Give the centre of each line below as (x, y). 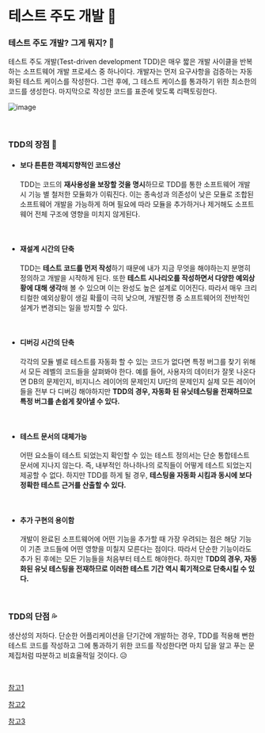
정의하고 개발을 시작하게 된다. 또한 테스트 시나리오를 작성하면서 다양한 (127, 277)
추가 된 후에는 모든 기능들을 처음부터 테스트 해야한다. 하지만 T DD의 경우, (131, 559)
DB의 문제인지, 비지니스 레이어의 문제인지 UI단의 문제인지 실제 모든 (131, 382)
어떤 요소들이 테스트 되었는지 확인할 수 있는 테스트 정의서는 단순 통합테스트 (135, 456)
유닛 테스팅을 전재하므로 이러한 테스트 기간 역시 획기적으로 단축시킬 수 (140, 569)
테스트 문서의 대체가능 (53, 436)
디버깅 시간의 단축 (47, 342)
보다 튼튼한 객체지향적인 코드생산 (70, 165)
